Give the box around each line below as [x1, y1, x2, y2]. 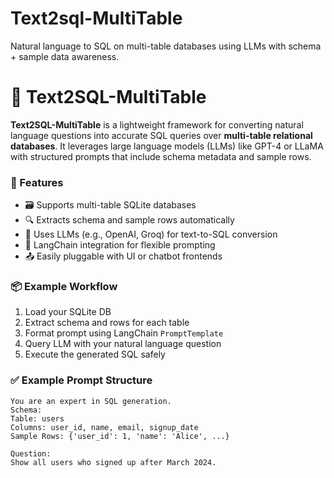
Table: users [10, 413, 65, 424]
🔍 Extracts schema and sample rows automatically [24, 214, 235, 226]
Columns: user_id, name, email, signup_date [10, 422, 199, 432]
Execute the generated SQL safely [24, 348, 166, 361]
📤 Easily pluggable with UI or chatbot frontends [24, 250, 223, 262]
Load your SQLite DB [24, 306, 112, 318]
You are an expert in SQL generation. [10, 396, 172, 406]
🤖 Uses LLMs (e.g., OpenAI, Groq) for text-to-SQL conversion [24, 228, 278, 241]
